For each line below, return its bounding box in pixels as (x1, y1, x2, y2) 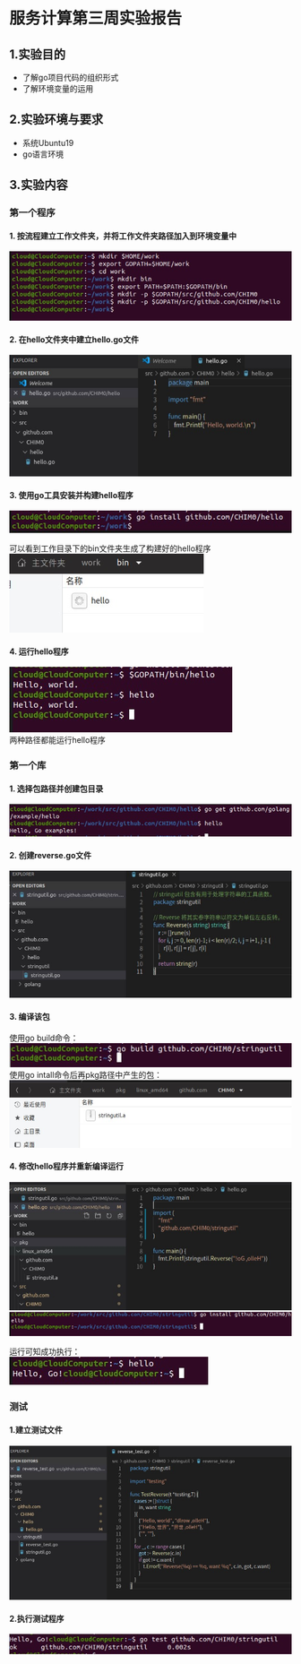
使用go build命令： (9, 1032, 79, 1044)
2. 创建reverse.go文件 (9, 849, 92, 860)
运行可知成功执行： (9, 1346, 81, 1358)
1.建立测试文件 (9, 1424, 63, 1435)
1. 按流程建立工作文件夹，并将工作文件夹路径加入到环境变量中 (9, 230, 237, 241)
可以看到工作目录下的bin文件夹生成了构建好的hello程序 (9, 543, 211, 554)
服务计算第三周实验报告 (9, 8, 183, 29)
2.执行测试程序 (9, 1613, 64, 1624)
